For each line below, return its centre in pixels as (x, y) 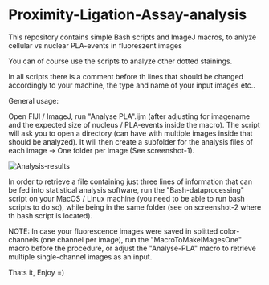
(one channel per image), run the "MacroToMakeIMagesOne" (141, 239)
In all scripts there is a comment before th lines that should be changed (126, 76)
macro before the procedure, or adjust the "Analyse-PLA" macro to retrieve (132, 248)
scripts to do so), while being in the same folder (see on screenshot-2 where (135, 207)
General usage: (33, 100)
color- (230, 231)
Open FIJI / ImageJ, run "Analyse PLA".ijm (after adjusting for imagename (129, 116)
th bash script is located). (51, 215)
